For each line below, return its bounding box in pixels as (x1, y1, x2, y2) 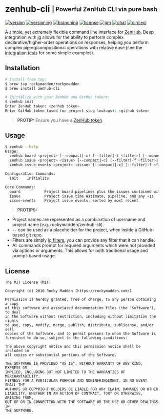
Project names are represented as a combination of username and (12, 216, 145, 223)
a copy (5, 301, 19, 306)
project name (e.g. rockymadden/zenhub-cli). (12, 222, 104, 228)
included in (5, 348, 29, 354)
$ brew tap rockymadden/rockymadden (5, 82, 80, 86)
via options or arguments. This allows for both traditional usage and (12, 248, 148, 253)
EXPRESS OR (5, 365, 27, 371)
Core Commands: (5, 185, 36, 189)
